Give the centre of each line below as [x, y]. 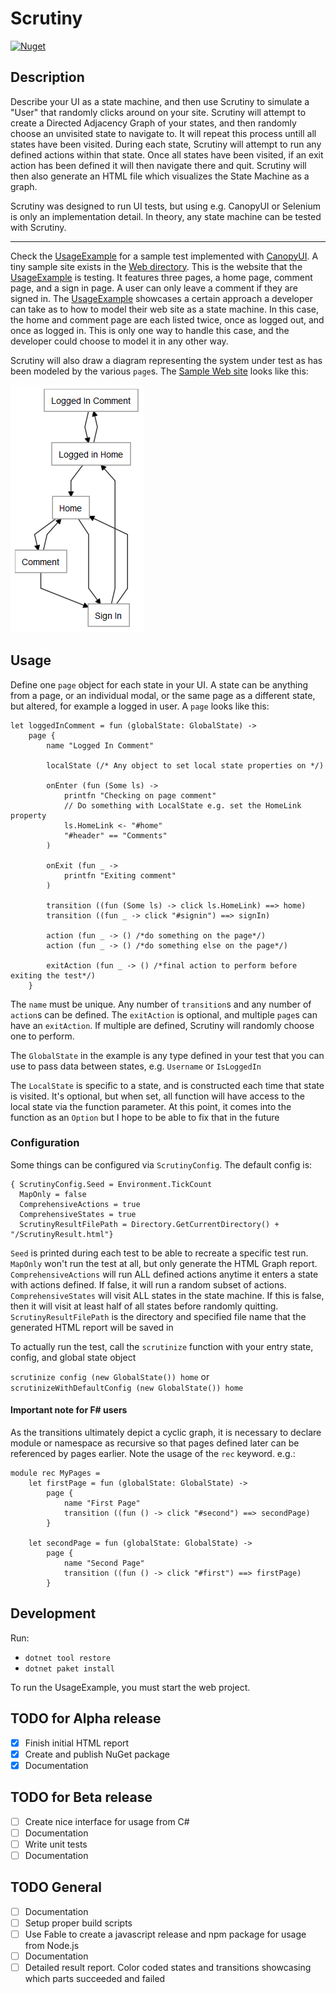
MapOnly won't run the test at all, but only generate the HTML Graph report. [164, 1263]
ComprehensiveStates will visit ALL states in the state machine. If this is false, [167, 1295]
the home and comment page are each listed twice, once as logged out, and [167, 319]
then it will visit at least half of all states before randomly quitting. [144, 1306]
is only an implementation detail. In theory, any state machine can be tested [166, 216]
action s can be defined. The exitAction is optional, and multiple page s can [164, 1014]
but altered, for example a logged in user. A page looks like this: [140, 706]
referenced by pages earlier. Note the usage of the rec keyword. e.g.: [153, 1454]
